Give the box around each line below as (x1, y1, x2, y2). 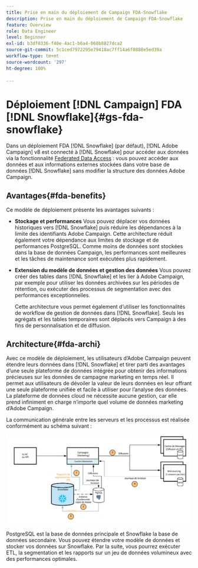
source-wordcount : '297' (6, 59, 67, 65)
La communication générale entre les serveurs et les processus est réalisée (6, 416, 190, 423)
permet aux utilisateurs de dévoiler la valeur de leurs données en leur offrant (6, 379, 192, 387)
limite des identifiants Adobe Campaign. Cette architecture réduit (14, 230, 173, 237)
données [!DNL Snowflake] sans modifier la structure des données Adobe (6, 167, 186, 174)
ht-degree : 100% (6, 65, 46, 71)
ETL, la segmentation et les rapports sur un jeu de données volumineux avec (6, 549, 192, 556)
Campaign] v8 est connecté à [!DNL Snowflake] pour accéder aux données (6, 148, 189, 156)
